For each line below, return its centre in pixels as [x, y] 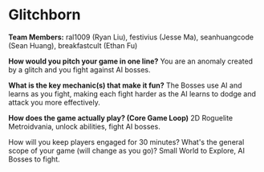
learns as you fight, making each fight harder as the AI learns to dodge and [132, 93]
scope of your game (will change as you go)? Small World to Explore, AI [126, 150]
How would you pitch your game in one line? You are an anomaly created [131, 61]
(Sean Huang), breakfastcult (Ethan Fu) [73, 45]
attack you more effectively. [54, 102]
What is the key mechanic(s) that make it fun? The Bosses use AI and [125, 85]
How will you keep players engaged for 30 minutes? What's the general [126, 141]
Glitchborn [45, 15]
